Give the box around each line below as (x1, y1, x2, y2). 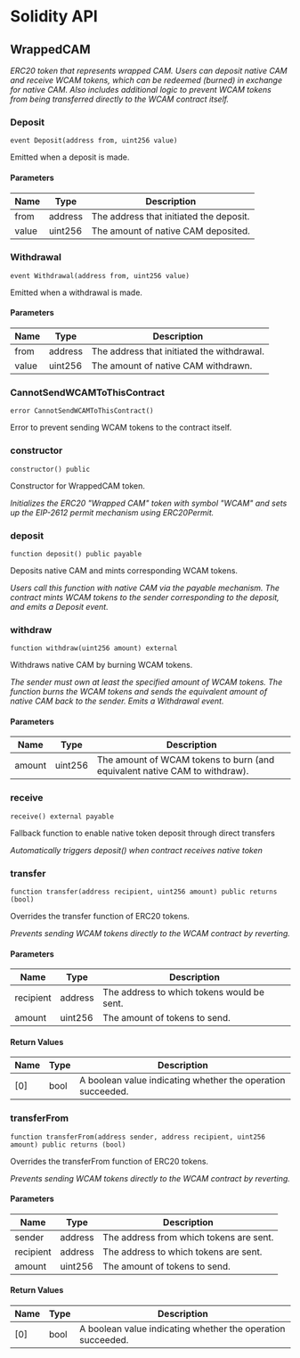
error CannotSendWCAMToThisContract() (10, 407, 154, 416)
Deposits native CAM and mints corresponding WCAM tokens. (10, 564, 239, 576)
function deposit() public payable (10, 549, 142, 558)
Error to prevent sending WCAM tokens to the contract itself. (10, 422, 232, 433)
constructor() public (10, 465, 91, 473)
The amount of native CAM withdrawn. (91, 359, 253, 372)
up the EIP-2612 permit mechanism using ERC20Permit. (10, 506, 215, 518)
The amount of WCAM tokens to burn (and (96, 753, 275, 766)
